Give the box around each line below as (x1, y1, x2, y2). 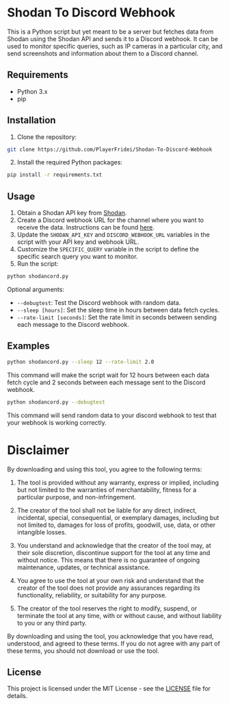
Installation (7, 114, 56, 126)
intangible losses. (16, 528, 67, 536)
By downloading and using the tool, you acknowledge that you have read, (7, 632, 214, 640)
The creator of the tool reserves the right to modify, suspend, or (16, 604, 198, 613)
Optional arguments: (7, 286, 65, 293)
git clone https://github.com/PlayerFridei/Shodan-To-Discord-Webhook (7, 146, 213, 153)
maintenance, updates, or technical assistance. (16, 563, 150, 571)
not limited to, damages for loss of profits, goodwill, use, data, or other (16, 521, 216, 529)
